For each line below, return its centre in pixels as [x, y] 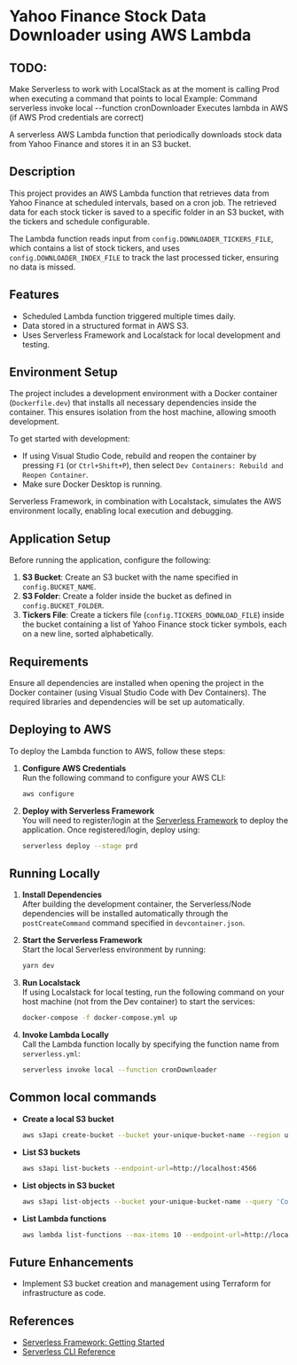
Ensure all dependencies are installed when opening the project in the [137, 683]
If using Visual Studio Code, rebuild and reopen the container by [139, 456]
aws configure [48, 794]
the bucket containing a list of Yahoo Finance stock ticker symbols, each [154, 624]
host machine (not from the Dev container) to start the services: [138, 1002]
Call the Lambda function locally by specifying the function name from [150, 1044]
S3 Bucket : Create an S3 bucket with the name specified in [130, 577]
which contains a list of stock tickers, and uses [94, 248]
